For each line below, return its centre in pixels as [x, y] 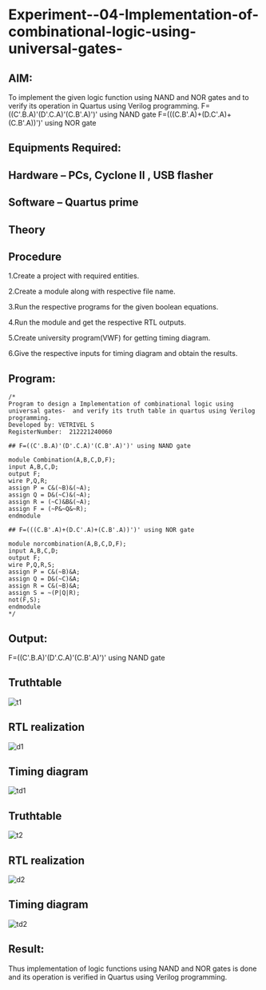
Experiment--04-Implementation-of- [134, 15]
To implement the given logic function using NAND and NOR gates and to [129, 97]
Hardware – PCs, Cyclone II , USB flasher [111, 175]
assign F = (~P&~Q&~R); [48, 509]
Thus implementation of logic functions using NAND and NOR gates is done [133, 968]
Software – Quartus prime [73, 203]
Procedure [35, 256]
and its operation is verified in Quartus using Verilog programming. [118, 976]
